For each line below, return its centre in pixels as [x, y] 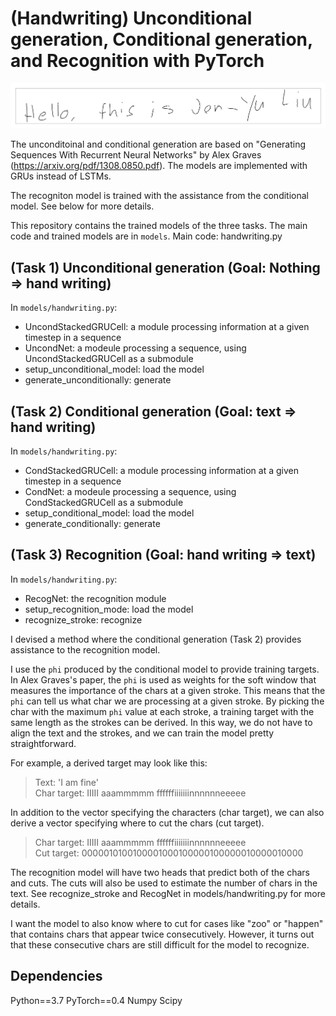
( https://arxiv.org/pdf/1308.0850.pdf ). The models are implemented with [159, 166]
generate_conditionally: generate [92, 523]
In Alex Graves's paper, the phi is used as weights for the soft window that [163, 679]
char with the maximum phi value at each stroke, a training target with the [162, 711]
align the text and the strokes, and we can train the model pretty [142, 733]
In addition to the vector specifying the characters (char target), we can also [167, 812]
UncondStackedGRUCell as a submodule [109, 359]
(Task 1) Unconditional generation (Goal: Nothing [165, 267]
